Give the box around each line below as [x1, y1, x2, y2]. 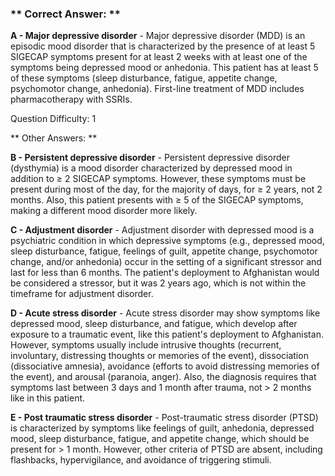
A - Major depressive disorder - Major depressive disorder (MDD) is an [10, 30, 306, 42]
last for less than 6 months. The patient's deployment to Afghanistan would [10, 267, 320, 279]
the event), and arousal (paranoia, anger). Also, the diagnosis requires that [10, 371, 317, 383]
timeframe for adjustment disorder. [10, 288, 154, 300]
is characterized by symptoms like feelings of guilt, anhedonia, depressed [10, 422, 315, 434]
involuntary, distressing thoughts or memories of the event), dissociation [10, 350, 309, 362]
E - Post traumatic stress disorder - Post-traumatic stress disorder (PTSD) [10, 412, 319, 424]
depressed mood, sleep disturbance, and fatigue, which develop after [10, 318, 298, 330]
